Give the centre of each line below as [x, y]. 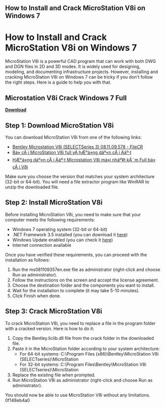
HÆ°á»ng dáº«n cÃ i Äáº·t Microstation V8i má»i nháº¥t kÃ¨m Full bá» [84, 160]
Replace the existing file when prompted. [54, 375]
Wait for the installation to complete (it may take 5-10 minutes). [76, 290]
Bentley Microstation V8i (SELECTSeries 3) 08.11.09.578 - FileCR [78, 147]
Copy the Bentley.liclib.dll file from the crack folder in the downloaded [83, 338]
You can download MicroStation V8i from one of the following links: [73, 137]
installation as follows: [28, 260]
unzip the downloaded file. [32, 187]
